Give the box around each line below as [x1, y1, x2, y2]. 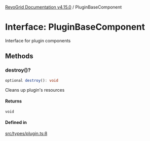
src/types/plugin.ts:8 [5, 130, 48, 136]
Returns [5, 98, 22, 104]
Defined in [5, 119, 27, 125]
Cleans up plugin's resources [5, 87, 65, 93]
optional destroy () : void [5, 78, 58, 83]
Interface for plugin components [5, 37, 71, 43]
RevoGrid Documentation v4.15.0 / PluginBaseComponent [5, 4, 122, 10]
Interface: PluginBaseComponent [5, 22, 145, 33]
